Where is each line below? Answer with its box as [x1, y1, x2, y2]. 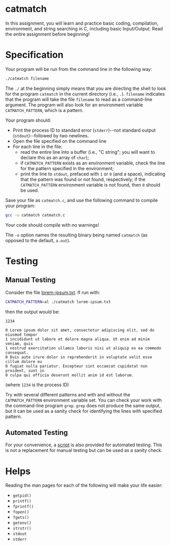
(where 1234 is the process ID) [5, 381, 69, 388]
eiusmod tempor [5, 332, 38, 337]
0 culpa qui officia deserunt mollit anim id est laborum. [5, 372, 134, 378]
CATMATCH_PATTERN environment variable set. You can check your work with [5, 397, 162, 403]
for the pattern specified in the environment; [20, 165, 114, 171]
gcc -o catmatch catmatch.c [5, 212, 66, 217]
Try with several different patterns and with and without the [5, 391, 131, 397]
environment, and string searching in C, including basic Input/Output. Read [5, 25, 163, 31]
